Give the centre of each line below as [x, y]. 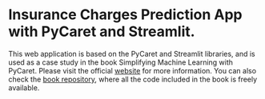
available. [24, 87]
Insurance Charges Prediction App [125, 15]
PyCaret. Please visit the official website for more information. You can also [132, 70]
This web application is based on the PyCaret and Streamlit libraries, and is [132, 53]
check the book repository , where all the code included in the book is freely [133, 79]
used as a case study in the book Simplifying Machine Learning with [121, 62]
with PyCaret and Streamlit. [102, 32]
